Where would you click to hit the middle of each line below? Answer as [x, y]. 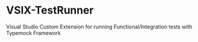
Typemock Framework [33, 33]
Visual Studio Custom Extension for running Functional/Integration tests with [99, 27]
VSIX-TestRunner [50, 10]
